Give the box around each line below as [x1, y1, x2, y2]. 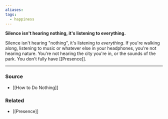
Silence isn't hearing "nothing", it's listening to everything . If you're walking [5, 40, 160, 46]
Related [5, 97, 24, 104]
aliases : [5, 7, 23, 12]
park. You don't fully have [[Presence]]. [5, 56, 86, 62]
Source [5, 73, 23, 80]
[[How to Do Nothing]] [12, 84, 58, 90]
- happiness [9, 16, 35, 21]
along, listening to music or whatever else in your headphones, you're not [5, 45, 156, 51]
